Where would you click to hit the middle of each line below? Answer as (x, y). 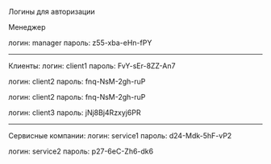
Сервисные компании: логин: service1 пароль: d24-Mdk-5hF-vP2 (120, 135)
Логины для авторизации (52, 12)
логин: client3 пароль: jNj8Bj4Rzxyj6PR (75, 113)
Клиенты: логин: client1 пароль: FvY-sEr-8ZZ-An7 (92, 66)
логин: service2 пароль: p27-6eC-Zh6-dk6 (81, 151)
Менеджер (27, 27)
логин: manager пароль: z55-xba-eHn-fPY (80, 43)
